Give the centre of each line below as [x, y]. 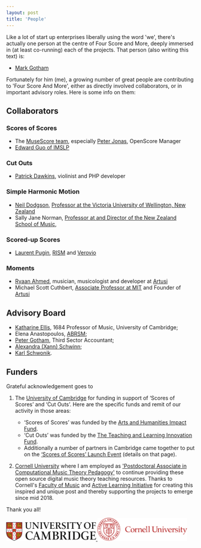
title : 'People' [26, 19]
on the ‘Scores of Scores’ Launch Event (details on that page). [100, 454]
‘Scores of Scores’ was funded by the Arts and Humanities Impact [105, 422]
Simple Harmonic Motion [43, 192]
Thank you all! [23, 510]
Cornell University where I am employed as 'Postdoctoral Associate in [101, 466]
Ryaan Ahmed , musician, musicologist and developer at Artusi [91, 281]
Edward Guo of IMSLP [42, 148]
